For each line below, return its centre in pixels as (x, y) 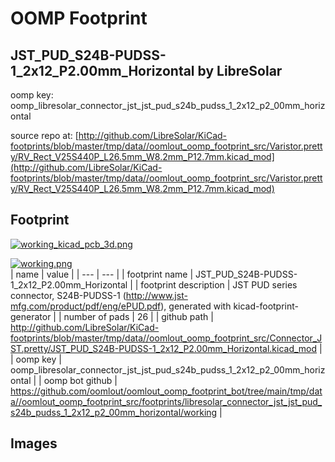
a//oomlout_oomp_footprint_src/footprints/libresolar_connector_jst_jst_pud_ (166, 401)
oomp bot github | (80, 380)
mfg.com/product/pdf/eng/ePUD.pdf (86, 306)
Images (34, 443)
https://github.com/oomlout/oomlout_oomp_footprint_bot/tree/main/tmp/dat (166, 391)
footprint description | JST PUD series (219, 284)
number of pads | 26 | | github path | (138, 316)
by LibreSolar (240, 70)
